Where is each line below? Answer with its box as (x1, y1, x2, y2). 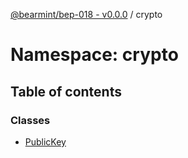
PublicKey (24, 135, 67, 148)
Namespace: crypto (10, 44, 179, 66)
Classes (10, 113, 51, 127)
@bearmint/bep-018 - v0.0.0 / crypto (10, 9, 163, 20)
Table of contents (10, 83, 122, 100)
